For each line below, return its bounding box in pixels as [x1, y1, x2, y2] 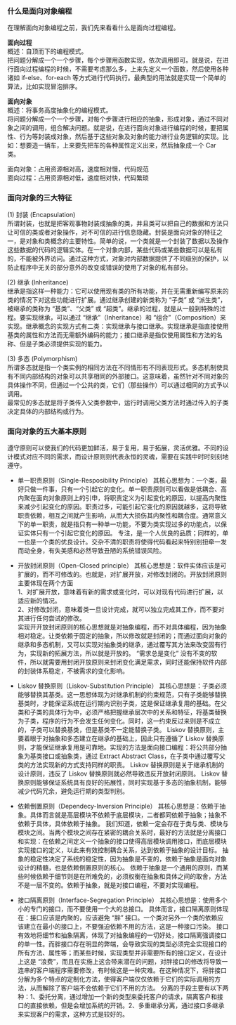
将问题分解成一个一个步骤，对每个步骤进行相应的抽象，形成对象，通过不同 [7, 115, 223, 124]
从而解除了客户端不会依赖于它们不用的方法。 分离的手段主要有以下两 [29, 984, 229, 992]
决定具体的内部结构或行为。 [7, 407, 88, 415]
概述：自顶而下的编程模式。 [7, 47, 88, 56]
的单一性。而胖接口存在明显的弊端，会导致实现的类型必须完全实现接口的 [17, 939, 227, 948]
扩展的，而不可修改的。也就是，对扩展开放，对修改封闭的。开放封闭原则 [17, 570, 227, 578]
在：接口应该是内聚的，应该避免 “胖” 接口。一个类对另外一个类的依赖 [17, 913, 218, 922]
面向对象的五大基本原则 [7, 426, 86, 436]
